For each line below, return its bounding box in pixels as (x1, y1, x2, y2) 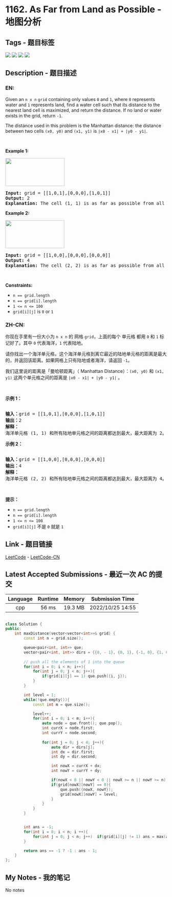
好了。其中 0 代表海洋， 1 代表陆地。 (9, 340, 86, 346)
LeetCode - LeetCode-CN (5, 554, 60, 560)
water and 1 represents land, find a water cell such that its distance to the (5, 102, 160, 108)
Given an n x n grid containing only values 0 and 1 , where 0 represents (5, 96, 155, 102)
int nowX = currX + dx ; (51, 763, 102, 769)
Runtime (37, 595, 59, 602)
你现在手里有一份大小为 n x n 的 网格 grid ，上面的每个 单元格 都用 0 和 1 (5, 333, 159, 340)
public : (5, 626, 22, 631)
